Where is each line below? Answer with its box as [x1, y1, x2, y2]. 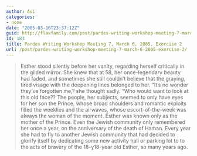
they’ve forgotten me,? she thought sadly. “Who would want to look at [20, 87, 189, 94]
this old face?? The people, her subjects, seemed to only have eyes [20, 93, 184, 100]
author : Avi [6, 8, 35, 15]
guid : [6, 30, 19, 36]
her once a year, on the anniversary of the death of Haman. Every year [20, 124, 191, 131]
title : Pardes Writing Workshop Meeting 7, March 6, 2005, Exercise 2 [6, 41, 182, 47]
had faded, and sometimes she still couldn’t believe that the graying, [20, 75, 186, 82]
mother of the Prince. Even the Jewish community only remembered [20, 118, 186, 126]
